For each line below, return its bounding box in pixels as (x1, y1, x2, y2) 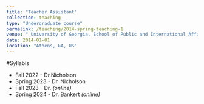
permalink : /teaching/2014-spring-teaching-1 (6, 26, 123, 32)
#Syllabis (6, 59, 29, 67)
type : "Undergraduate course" (6, 20, 83, 26)
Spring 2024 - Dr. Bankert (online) (15, 91, 100, 98)
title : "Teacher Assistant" (6, 9, 78, 15)
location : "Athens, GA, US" (6, 43, 78, 49)
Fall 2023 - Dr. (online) (15, 84, 72, 91)
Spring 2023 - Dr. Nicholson (15, 77, 86, 85)
